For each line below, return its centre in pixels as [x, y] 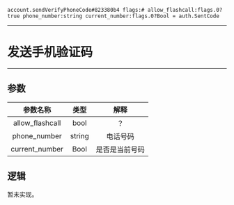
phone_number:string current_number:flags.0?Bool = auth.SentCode [121, 16]
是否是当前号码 [120, 149]
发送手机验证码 [50, 52]
